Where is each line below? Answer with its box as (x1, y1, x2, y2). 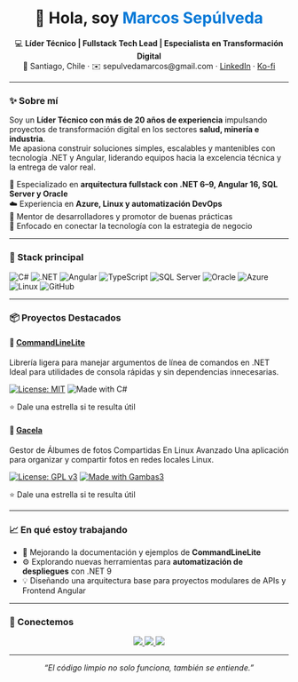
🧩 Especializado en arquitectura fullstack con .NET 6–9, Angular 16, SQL (9, 179, 278, 190)
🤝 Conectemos (9, 616, 74, 629)
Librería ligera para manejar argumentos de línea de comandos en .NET (9, 357, 271, 368)
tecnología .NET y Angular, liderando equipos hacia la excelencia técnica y (9, 153, 282, 163)
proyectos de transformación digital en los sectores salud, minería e (9, 124, 260, 135)
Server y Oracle (9, 188, 68, 199)
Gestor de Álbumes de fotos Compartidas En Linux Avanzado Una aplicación (9, 444, 289, 456)
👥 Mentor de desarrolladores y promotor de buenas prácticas (9, 211, 233, 222)
